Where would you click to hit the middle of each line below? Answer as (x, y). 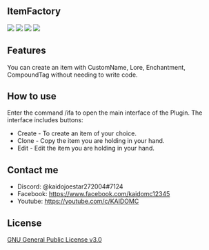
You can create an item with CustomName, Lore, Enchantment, (97, 67)
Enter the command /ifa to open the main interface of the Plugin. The (105, 113)
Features (27, 51)
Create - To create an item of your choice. (77, 133)
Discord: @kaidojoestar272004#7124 (70, 186)
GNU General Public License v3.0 (54, 240)
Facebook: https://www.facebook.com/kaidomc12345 (93, 194)
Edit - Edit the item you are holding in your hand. (86, 148)
